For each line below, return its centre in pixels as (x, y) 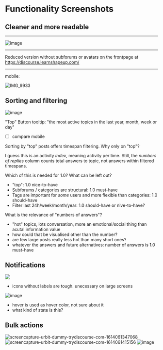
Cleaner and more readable (47, 27)
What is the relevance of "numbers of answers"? (54, 215)
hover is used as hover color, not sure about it (58, 305)
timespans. (16, 166)
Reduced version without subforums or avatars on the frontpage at (72, 57)
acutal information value (36, 229)
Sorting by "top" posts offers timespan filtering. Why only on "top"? (72, 146)
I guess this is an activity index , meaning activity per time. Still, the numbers (81, 155)
